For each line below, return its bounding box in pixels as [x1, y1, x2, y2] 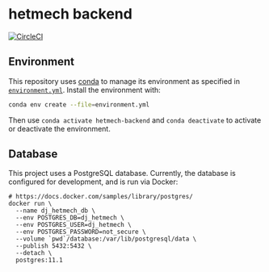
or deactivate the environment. [8, 123, 111, 133]
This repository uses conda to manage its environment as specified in [8, 76, 241, 86]
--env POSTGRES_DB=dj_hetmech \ [15, 214, 125, 222]
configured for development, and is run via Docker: [8, 177, 179, 186]
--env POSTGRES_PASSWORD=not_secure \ [15, 228, 147, 236]
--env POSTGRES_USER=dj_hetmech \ [15, 221, 132, 229]
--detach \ [15, 249, 53, 257]
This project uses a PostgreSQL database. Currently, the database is [8, 169, 236, 178]
